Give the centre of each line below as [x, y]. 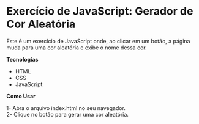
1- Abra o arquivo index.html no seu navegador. [66, 108]
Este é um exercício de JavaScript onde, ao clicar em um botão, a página [98, 41]
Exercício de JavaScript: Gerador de [100, 11]
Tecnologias [22, 59]
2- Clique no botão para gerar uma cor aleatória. [67, 114]
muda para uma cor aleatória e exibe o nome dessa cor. [77, 48]
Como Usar [21, 96]
